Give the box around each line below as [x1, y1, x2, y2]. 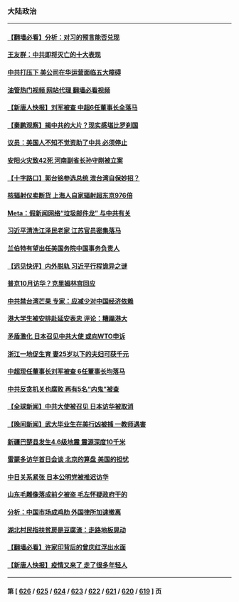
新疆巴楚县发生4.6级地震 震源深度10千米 [7, 437, 126, 446]
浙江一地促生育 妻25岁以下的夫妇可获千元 [7, 350, 129, 358]
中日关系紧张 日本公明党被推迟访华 [7, 473, 109, 481]
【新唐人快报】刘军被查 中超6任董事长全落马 [7, 103, 138, 112]
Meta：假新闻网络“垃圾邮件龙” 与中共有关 [7, 208, 132, 217]
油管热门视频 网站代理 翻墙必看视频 [7, 85, 110, 94]
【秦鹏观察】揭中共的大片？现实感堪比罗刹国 [7, 121, 139, 129]
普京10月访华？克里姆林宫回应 [7, 279, 96, 288]
